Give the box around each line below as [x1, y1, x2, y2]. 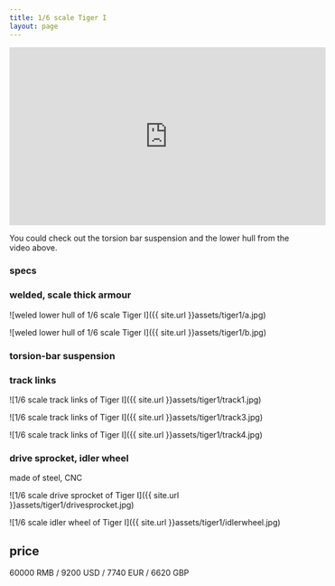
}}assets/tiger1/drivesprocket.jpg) [9, 499, 135, 511]
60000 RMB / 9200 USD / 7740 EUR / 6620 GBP [9, 567, 190, 579]
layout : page [9, 22, 59, 31]
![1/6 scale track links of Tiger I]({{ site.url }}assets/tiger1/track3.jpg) [9, 411, 264, 422]
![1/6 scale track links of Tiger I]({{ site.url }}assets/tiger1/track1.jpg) [9, 394, 262, 405]
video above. [9, 241, 58, 253]
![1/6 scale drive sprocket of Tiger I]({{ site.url [9, 490, 180, 501]
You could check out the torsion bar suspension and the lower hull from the [9, 232, 290, 243]
